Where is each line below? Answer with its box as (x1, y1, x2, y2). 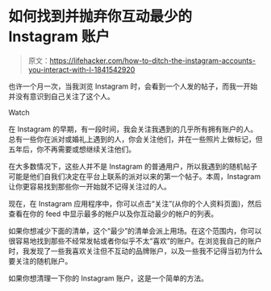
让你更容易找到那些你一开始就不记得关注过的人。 (8, 181, 171, 191)
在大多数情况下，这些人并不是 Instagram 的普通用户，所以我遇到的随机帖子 (8, 161, 258, 171)
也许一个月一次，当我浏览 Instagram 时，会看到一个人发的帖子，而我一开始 (8, 81, 258, 91)
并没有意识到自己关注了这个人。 (8, 91, 115, 101)
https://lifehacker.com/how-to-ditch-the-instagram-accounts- (49, 56, 256, 65)
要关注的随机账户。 (8, 256, 73, 266)
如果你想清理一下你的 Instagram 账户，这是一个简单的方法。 (8, 273, 208, 283)
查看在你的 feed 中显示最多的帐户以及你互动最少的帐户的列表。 (8, 209, 219, 218)
